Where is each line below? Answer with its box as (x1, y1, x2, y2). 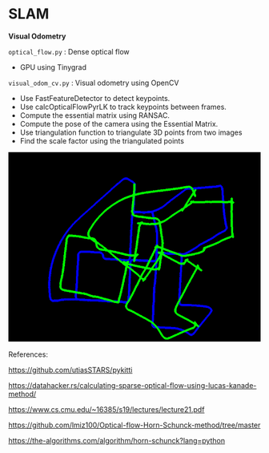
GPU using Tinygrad (19, 62, 86, 72)
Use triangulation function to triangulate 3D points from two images (19, 127, 243, 137)
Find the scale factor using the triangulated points (19, 135, 184, 145)
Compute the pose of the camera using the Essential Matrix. (19, 119, 219, 128)
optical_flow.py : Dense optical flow (8, 47, 130, 56)
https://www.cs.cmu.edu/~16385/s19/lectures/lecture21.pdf (8, 404, 205, 414)
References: (8, 350, 48, 359)
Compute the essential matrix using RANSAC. (19, 110, 171, 120)
